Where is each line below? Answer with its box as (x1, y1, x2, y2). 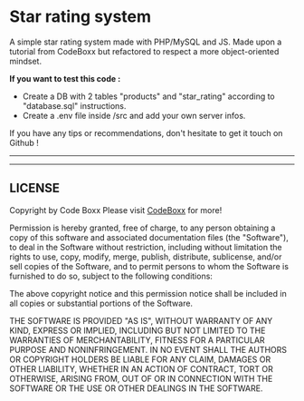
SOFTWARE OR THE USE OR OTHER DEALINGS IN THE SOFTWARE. (9, 383, 263, 394)
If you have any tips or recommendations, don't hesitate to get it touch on (9, 127, 283, 138)
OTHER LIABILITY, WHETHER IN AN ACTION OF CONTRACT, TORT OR (9, 363, 273, 374)
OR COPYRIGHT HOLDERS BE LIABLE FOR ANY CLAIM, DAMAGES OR (9, 354, 271, 365)
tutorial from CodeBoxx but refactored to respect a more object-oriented (9, 45, 280, 56)
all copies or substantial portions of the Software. (9, 298, 193, 308)
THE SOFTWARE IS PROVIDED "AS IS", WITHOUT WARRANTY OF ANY (9, 315, 273, 326)
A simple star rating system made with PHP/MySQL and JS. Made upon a (9, 36, 282, 47)
